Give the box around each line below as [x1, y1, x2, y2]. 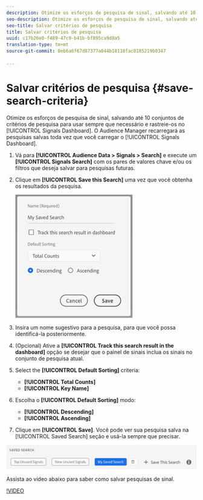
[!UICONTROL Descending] [24, 408, 94, 415]
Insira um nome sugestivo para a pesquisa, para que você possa [14, 323, 176, 331]
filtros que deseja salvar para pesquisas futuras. [14, 164, 135, 172]
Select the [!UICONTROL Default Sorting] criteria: [14, 366, 140, 374]
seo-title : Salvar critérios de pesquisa [6, 22, 112, 28]
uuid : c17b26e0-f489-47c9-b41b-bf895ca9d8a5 [6, 35, 120, 42]
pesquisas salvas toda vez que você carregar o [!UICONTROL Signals [6, 133, 180, 140]
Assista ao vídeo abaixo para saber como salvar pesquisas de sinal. [6, 475, 175, 482]
